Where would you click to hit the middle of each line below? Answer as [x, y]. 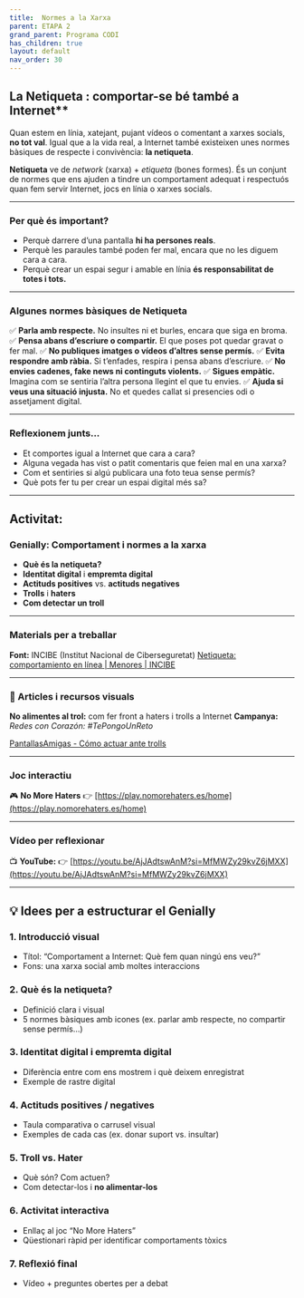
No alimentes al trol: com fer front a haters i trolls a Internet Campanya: [144, 716]
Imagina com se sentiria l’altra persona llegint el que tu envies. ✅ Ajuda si [147, 382]
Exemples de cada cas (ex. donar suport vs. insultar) [121, 1135]
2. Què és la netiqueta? [61, 990]
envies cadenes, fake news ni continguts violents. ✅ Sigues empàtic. [142, 372]
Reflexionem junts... [55, 433]
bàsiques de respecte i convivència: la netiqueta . [101, 151]
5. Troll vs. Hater [46, 1158]
